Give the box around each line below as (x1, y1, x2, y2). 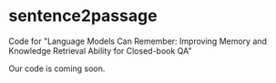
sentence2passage (8, 5, 158, 26)
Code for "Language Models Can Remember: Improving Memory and (8, 36, 268, 47)
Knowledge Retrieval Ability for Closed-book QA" (8, 45, 192, 56)
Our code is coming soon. (8, 63, 106, 74)
